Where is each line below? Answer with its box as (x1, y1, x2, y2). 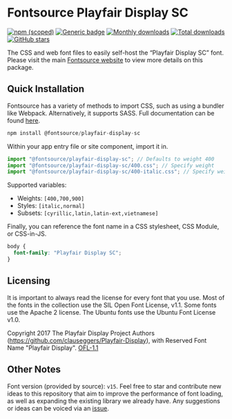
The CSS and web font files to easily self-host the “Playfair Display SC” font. (7, 48, 224, 57)
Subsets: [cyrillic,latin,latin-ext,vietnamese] (17, 209, 159, 217)
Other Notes (7, 364, 61, 375)
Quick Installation (7, 83, 85, 95)
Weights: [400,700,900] (17, 194, 85, 203)
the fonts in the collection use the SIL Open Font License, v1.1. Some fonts (7, 301, 217, 309)
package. (7, 63, 34, 71)
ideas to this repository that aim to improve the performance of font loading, (7, 389, 223, 398)
